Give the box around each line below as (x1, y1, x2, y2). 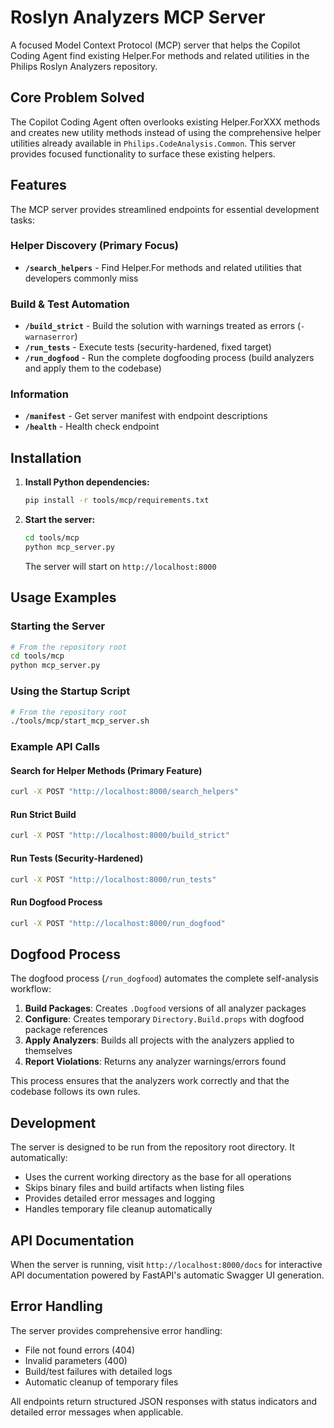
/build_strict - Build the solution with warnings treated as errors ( (24, 320, 302, 332)
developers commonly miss (24, 272, 139, 284)
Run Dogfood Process (10, 896, 103, 908)
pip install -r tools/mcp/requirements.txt (24, 496, 210, 506)
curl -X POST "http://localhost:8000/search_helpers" (10, 787, 240, 797)
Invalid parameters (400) (24, 1354, 128, 1366)
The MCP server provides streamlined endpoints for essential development (10, 203, 320, 215)
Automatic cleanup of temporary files (24, 1376, 179, 1388)
